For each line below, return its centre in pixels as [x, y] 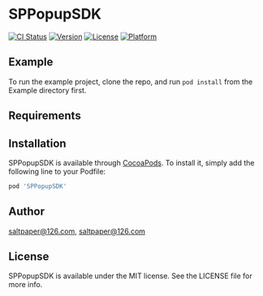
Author [26, 212]
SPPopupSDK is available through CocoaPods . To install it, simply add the [131, 162]
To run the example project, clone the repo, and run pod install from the [131, 81]
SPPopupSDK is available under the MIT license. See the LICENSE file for [131, 276]
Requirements [45, 116]
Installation [37, 143]
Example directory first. [47, 90]
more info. [26, 285]
